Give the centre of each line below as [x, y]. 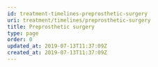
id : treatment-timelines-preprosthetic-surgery [78, 14]
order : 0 [20, 40]
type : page [23, 33]
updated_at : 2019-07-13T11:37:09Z [57, 46]
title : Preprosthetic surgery [51, 27]
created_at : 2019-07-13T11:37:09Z [57, 53]
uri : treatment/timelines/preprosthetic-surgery [79, 20]
